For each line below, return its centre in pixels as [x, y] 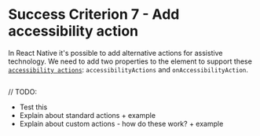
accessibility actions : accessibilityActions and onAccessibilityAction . [128, 69]
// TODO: [23, 91]
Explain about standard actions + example [87, 115]
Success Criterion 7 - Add [94, 15]
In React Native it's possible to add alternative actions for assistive [115, 53]
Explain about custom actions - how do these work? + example [121, 123]
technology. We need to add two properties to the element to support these [130, 61]
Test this [33, 107]
